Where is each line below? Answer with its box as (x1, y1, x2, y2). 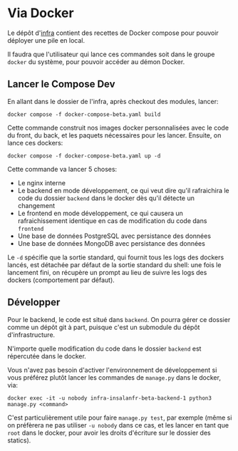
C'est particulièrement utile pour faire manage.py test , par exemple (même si (7, 413, 232, 422)
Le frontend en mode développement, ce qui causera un (17, 209, 184, 217)
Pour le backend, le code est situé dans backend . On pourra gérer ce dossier (7, 315, 231, 323)
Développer (7, 296, 61, 309)
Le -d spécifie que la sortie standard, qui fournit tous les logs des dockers (7, 253, 224, 261)
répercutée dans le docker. (7, 351, 87, 361)
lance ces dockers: (7, 138, 63, 147)
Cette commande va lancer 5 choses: (7, 165, 118, 173)
